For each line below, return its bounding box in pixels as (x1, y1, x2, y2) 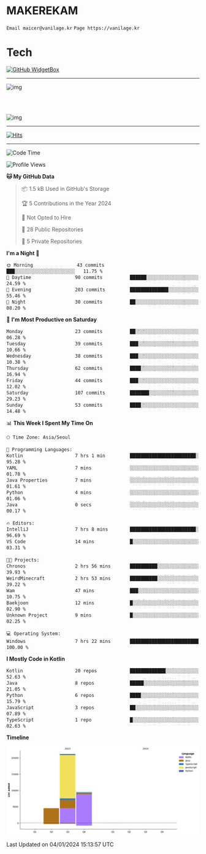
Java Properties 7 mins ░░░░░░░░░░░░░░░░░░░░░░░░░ (6, 477, 199, 483)
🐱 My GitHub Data (6, 172, 55, 180)
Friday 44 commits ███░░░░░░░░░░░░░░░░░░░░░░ (6, 377, 199, 383)
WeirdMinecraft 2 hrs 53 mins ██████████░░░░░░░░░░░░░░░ (6, 575, 199, 582)
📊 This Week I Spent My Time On (6, 419, 93, 426)
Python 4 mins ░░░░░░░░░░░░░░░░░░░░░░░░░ (6, 489, 199, 496)
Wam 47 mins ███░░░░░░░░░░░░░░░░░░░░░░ (6, 587, 199, 594)
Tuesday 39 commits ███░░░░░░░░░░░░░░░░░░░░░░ (6, 340, 199, 347)
